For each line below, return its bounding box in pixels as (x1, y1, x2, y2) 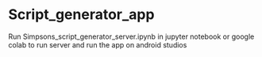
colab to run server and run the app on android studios (8, 40, 187, 49)
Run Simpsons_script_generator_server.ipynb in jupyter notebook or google (8, 32, 255, 41)
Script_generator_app (8, 6, 155, 24)
